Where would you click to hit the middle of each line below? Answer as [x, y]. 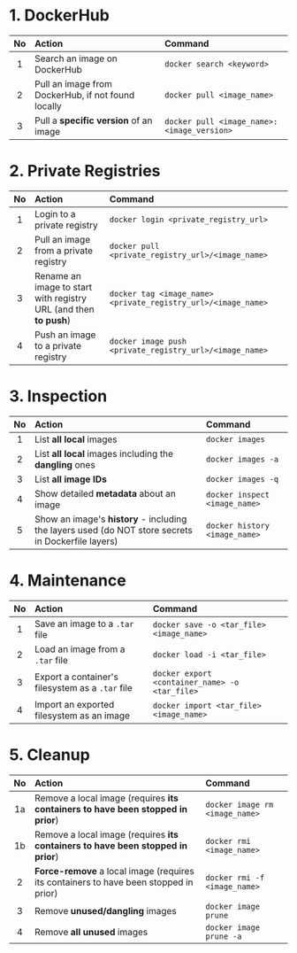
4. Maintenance [68, 580]
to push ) [53, 320]
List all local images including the [104, 453]
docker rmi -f [235, 877]
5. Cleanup [49, 755]
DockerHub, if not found [85, 95]
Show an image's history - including [111, 519]
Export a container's [77, 677]
